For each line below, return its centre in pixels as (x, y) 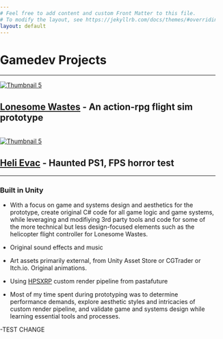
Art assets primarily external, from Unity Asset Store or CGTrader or (105, 261)
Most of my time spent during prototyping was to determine (94, 294)
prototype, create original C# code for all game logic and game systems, (112, 212)
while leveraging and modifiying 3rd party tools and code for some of (107, 220)
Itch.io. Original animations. (48, 268)
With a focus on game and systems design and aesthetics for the (102, 205)
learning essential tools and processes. (65, 316)
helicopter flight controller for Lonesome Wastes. (79, 234)
